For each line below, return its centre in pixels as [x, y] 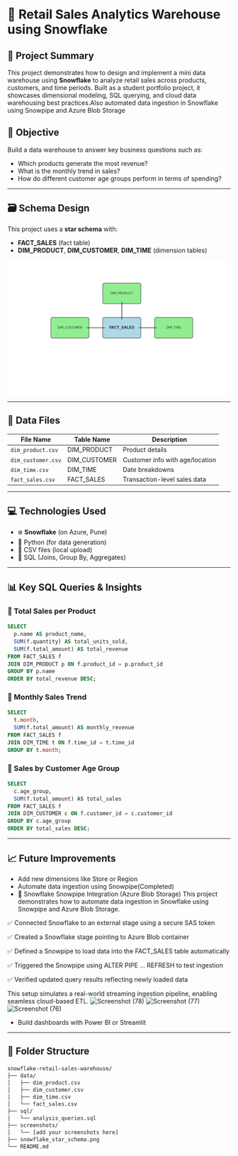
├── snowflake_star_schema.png [53, 1139]
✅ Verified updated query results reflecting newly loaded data [98, 979]
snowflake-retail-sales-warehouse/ [60, 1068]
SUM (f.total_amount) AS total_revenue [71, 649]
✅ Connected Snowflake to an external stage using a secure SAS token [111, 922]
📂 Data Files [34, 421]
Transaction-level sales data [165, 479]
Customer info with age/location [170, 459]
